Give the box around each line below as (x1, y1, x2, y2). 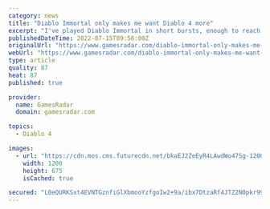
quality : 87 (8, 64, 48, 72)
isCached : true (22, 174, 74, 183)
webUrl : (8, 49, 35, 57)
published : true (8, 78, 63, 86)
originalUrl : (8, 42, 52, 50)
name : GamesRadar (15, 101, 74, 109)
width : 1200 (22, 159, 63, 167)
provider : (8, 93, 42, 101)
